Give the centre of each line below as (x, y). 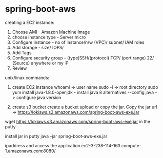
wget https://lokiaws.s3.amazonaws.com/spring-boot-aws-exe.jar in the (78, 121)
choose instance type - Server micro (49, 37)
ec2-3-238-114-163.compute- (111, 145)
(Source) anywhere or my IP (40, 63)
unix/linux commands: (27, 78)
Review (20, 68)
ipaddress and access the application (43, 145)
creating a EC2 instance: (30, 22)
